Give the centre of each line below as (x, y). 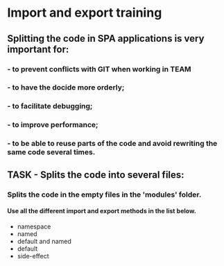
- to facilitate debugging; (50, 106)
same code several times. (51, 152)
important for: (38, 49)
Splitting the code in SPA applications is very (106, 39)
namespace (34, 226)
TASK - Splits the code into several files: (96, 175)
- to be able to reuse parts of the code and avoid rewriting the (112, 144)
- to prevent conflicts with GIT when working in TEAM (100, 69)
